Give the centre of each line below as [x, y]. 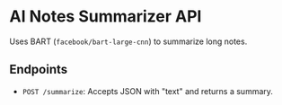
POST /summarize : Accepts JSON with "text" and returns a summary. [148, 91]
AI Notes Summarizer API [106, 17]
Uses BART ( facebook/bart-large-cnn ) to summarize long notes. [128, 41]
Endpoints [39, 70]
